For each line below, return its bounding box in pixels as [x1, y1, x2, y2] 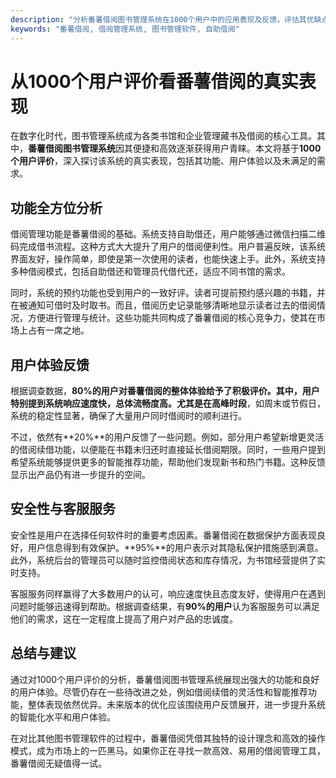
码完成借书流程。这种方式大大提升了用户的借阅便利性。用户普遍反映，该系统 [10, 241, 326, 253]
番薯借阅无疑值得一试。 [10, 757, 107, 769]
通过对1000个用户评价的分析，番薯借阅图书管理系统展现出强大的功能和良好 [10, 673, 320, 685]
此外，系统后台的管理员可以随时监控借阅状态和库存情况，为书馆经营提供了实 [10, 554, 326, 566]
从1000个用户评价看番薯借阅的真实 [10, 70, 299, 93]
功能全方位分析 [10, 199, 103, 216]
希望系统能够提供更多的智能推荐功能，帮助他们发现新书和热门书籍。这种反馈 [10, 456, 326, 468]
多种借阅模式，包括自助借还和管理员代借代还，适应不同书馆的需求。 [10, 266, 291, 278]
